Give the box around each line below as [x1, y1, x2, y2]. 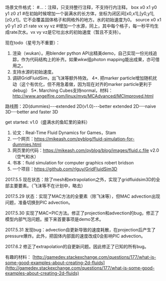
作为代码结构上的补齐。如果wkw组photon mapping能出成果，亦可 [21, 57, 156, 62]
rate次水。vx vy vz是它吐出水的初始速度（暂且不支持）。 [9, 29, 124, 35]
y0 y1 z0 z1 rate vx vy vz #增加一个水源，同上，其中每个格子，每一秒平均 [5, 23, 155, 29]
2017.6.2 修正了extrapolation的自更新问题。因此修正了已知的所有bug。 [5, 244, 149, 249]
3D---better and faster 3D [5, 109, 58, 115]
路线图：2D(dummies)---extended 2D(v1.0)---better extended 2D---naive [5, 103, 156, 109]
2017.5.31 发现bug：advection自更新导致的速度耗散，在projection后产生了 [5, 227, 156, 232]
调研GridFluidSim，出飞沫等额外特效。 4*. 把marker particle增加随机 [12, 75, 153, 81]
